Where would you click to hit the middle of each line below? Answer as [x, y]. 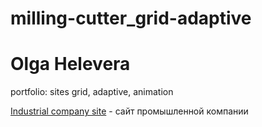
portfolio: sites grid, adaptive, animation [92, 92]
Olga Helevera [70, 64]
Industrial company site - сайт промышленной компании [129, 111]
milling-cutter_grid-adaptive [131, 18]
